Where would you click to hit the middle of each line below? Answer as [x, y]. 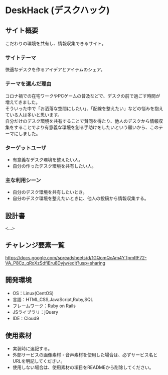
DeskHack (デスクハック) [58, 10]
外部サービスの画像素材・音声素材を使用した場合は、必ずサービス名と [85, 355]
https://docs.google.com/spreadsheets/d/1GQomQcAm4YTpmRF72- [76, 257]
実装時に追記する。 [32, 349]
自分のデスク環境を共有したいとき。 [50, 192]
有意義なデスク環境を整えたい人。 [48, 159]
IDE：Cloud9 [26, 318]
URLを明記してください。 [39, 361]
